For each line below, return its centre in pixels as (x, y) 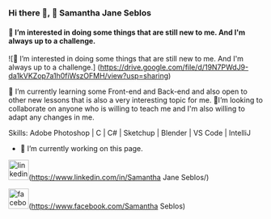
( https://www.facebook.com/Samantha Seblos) (107, 206)
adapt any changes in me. (51, 117)
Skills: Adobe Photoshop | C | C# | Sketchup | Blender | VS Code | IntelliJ (129, 133)
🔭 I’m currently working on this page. (81, 149)
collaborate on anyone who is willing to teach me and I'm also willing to (127, 109)
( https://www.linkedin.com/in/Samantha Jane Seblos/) (119, 178)
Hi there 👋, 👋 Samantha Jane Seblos (80, 13)
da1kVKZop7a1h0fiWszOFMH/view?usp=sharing (89, 76)
